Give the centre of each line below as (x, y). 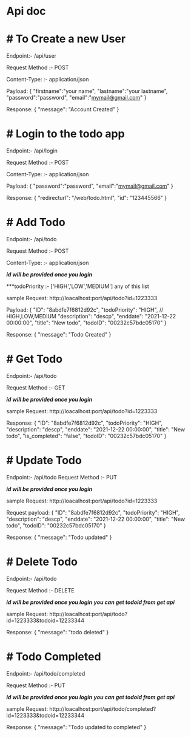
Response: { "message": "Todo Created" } (59, 334)
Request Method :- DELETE (40, 590)
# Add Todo (36, 222)
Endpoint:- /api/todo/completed (46, 673)
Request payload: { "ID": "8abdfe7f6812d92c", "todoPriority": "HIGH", (93, 512)
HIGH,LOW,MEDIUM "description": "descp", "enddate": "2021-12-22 (91, 316)
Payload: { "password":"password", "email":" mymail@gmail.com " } (90, 186)
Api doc (26, 11)
